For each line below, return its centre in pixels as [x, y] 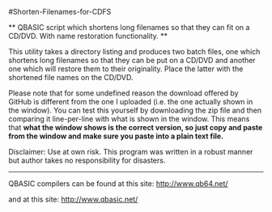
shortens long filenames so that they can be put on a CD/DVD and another [132, 60]
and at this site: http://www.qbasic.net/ [73, 199]
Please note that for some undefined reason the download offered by [123, 93]
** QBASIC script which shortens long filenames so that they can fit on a [129, 27]
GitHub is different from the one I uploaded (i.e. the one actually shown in [131, 102]
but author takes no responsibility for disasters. [87, 160]
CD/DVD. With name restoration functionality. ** [88, 36]
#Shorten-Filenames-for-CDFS [60, 12]
